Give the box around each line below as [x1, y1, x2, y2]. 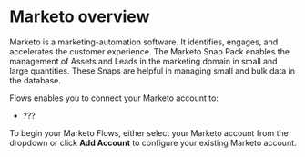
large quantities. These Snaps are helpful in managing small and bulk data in [9, 65, 296, 76]
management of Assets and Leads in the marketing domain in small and [9, 55, 278, 66]
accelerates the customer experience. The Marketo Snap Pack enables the [9, 45, 290, 56]
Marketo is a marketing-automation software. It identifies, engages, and [9, 36, 279, 47]
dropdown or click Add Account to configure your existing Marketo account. [9, 137, 298, 148]
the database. [9, 74, 62, 85]
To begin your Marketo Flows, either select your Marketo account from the [9, 127, 289, 138]
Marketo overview [9, 6, 150, 27]
